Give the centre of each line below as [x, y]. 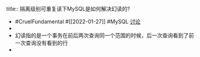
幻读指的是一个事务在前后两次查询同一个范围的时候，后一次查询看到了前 [104, 35]
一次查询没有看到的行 [41, 43]
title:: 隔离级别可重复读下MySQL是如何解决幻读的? [68, 9]
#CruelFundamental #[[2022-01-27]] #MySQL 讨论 [78, 22]
